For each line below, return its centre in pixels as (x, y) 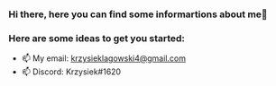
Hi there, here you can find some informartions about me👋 (138, 14)
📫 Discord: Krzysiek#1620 (71, 72)
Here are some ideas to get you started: (97, 38)
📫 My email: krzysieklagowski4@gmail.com (104, 58)
